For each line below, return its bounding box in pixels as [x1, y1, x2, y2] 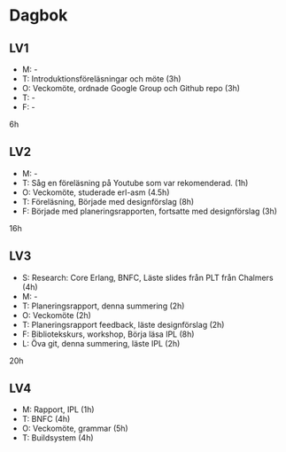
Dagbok [9, 5, 68, 26]
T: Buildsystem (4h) [21, 433, 95, 443]
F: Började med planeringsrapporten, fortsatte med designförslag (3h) [21, 206, 277, 216]
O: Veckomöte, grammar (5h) [21, 423, 128, 434]
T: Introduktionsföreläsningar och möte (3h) [21, 74, 182, 84]
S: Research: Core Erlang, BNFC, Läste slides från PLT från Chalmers [21, 272, 274, 283]
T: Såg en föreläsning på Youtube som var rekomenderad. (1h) [21, 177, 249, 188]
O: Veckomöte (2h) [21, 309, 91, 320]
